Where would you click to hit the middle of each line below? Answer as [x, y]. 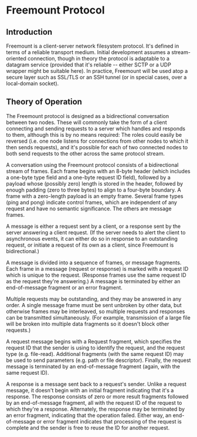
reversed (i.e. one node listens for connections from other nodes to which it [97, 141]
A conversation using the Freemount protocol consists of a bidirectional [92, 164]
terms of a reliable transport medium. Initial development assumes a [88, 52]
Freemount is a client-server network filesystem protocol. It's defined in [93, 46]
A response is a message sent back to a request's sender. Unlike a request [96, 384]
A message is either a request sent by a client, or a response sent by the [93, 226]
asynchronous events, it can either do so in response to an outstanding [92, 238]
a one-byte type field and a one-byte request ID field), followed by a [89, 177]
